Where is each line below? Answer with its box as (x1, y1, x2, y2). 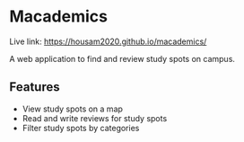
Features (9, 79, 60, 95)
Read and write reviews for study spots (22, 112, 168, 123)
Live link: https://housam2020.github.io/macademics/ (9, 36, 207, 47)
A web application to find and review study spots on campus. (9, 53, 236, 64)
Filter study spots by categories (22, 122, 140, 133)
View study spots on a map (22, 103, 124, 114)
